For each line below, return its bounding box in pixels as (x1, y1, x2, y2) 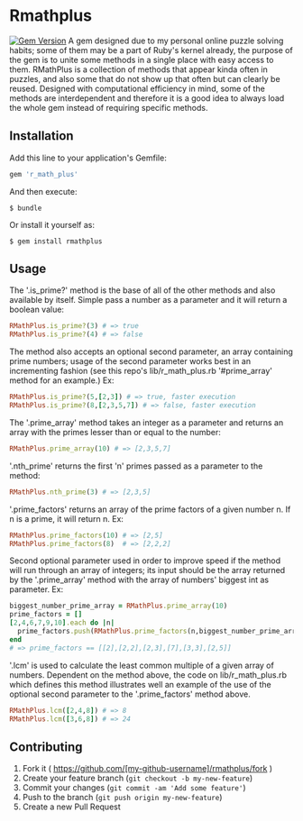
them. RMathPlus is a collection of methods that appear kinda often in (9, 64, 268, 75)
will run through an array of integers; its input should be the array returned (9, 565, 286, 576)
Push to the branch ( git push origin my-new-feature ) (22, 792, 223, 803)
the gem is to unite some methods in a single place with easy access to (9, 54, 274, 65)
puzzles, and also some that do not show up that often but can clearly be (9, 73, 281, 84)
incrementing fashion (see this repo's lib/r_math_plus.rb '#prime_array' (9, 366, 273, 377)
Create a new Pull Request (22, 801, 122, 812)
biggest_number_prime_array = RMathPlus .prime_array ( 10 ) (9, 601, 228, 611)
